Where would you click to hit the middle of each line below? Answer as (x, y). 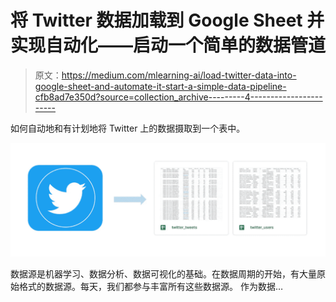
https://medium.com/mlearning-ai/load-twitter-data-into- (179, 75)
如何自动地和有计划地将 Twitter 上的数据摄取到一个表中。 (128, 128)
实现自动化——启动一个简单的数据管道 (168, 45)
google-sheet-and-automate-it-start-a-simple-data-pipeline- (160, 86)
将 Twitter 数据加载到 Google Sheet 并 (167, 20)
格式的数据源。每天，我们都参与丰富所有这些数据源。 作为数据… (151, 287)
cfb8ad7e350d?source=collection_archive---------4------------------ (178, 97)
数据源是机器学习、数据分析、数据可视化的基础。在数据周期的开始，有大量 (163, 274)
